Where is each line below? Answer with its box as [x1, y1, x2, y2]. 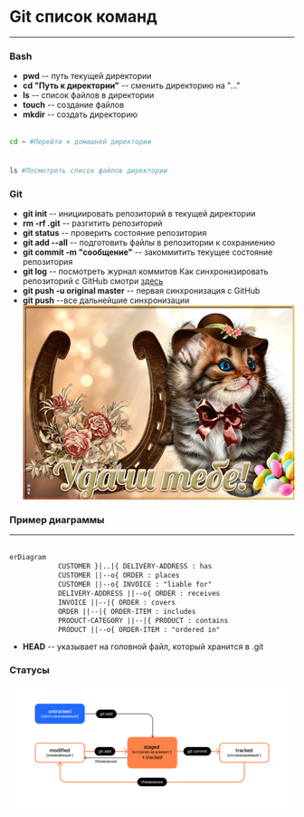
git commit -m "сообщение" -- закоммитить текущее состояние [22, 247, 273, 258]
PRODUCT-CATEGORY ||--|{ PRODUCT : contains [57, 617, 229, 626]
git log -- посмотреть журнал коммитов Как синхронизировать [22, 266, 269, 277]
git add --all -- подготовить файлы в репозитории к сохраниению [22, 237, 276, 248]
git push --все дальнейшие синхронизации [22, 295, 190, 306]
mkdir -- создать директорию [22, 109, 138, 120]
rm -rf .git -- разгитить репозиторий [22, 218, 163, 229]
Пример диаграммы [9, 513, 105, 526]
